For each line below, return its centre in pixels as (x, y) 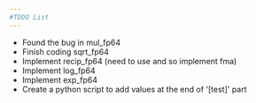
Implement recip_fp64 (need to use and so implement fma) (129, 61)
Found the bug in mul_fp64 (71, 42)
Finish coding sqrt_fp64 (65, 51)
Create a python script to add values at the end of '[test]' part (134, 89)
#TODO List (29, 17)
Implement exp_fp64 (60, 79)
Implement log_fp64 (58, 70)
